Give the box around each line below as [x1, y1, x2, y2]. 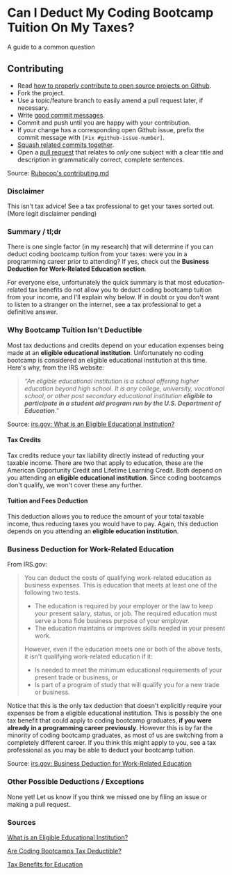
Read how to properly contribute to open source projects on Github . [17, 81, 212, 90]
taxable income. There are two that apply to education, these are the [7, 458, 204, 467]
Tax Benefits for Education [7, 860, 83, 868]
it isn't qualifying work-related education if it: [24, 652, 153, 661]
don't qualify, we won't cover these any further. [7, 480, 143, 489]
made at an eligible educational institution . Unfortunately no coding [7, 348, 204, 356]
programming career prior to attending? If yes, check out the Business [7, 258, 210, 266]
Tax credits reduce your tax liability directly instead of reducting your [7, 451, 205, 459]
